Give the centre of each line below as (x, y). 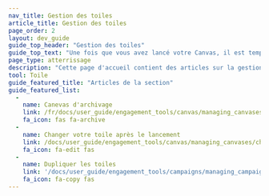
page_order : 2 (32, 30)
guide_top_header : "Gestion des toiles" (77, 46)
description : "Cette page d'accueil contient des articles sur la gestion (136, 68)
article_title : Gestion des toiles (68, 23)
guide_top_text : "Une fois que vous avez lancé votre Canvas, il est (127, 53)
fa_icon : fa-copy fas (58, 180)
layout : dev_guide (39, 38)
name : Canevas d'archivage (68, 105)
